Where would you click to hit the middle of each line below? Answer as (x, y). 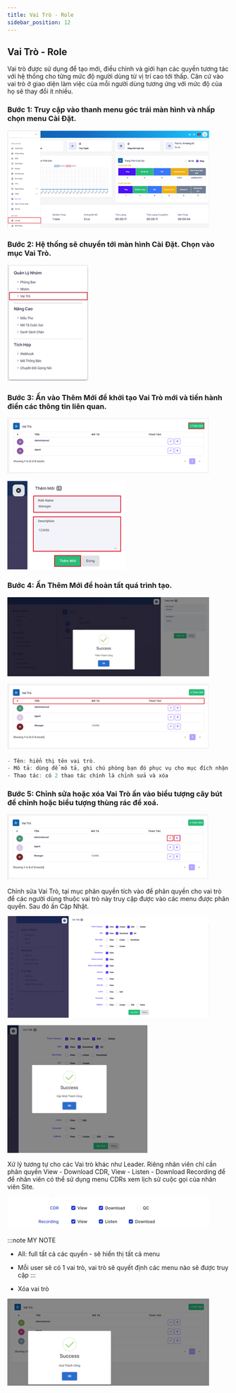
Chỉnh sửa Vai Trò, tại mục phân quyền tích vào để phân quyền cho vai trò (114, 891)
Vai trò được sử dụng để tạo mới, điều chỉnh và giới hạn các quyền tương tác (118, 69)
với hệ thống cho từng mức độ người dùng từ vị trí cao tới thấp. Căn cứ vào (116, 76)
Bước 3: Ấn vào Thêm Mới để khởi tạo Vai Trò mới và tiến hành (115, 397)
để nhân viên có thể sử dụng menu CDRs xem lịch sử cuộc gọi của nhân (112, 1180)
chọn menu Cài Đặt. (42, 119)
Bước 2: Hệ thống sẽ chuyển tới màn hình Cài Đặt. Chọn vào (111, 244)
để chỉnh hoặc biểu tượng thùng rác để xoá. (83, 803)
